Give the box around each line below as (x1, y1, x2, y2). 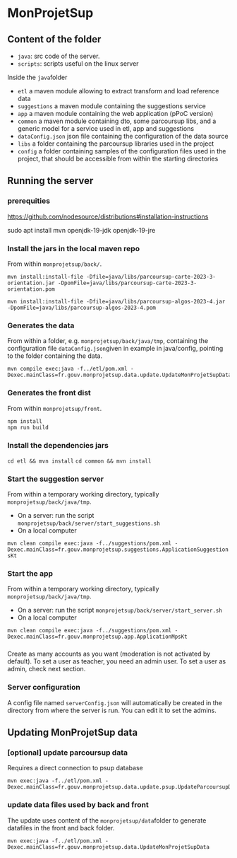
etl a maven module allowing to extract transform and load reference (17, 87, 220, 95)
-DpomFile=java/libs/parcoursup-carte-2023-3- (57, 279, 197, 286)
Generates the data (7, 320, 75, 330)
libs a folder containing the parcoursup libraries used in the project (17, 139, 214, 148)
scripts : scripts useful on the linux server (17, 59, 139, 68)
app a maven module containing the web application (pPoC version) (17, 110, 214, 117)
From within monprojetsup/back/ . (7, 260, 102, 268)
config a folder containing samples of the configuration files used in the (17, 147, 226, 155)
